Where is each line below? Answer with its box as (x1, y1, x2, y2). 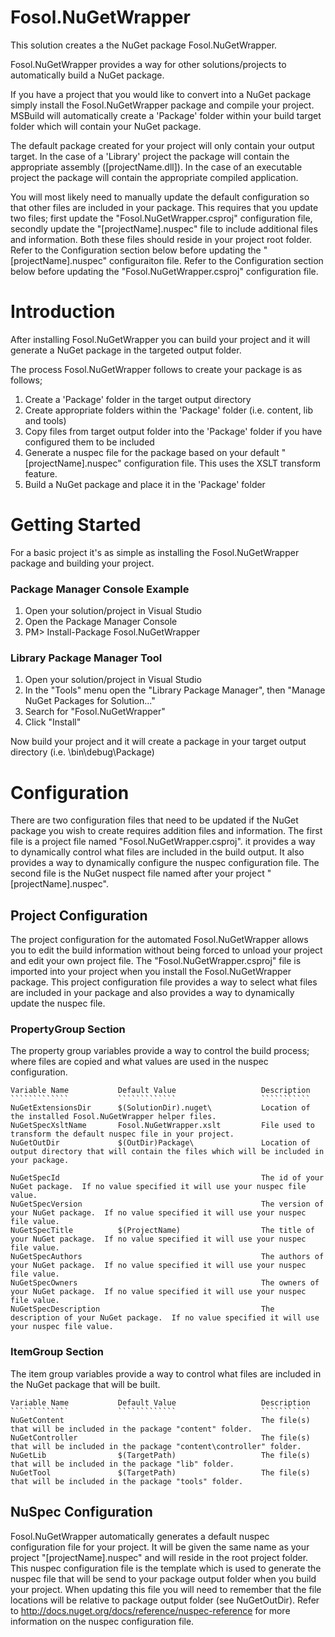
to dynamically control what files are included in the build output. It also (10, 846, 305, 858)
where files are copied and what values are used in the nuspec (10, 1056, 269, 1068)
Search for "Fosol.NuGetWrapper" (24, 706, 166, 718)
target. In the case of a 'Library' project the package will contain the (10, 150, 290, 162)
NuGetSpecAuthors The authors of (10, 1252, 325, 1262)
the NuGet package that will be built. (10, 1378, 161, 1390)
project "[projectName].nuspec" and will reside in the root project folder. (10, 1551, 309, 1563)
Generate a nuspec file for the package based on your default (24, 446, 280, 458)
